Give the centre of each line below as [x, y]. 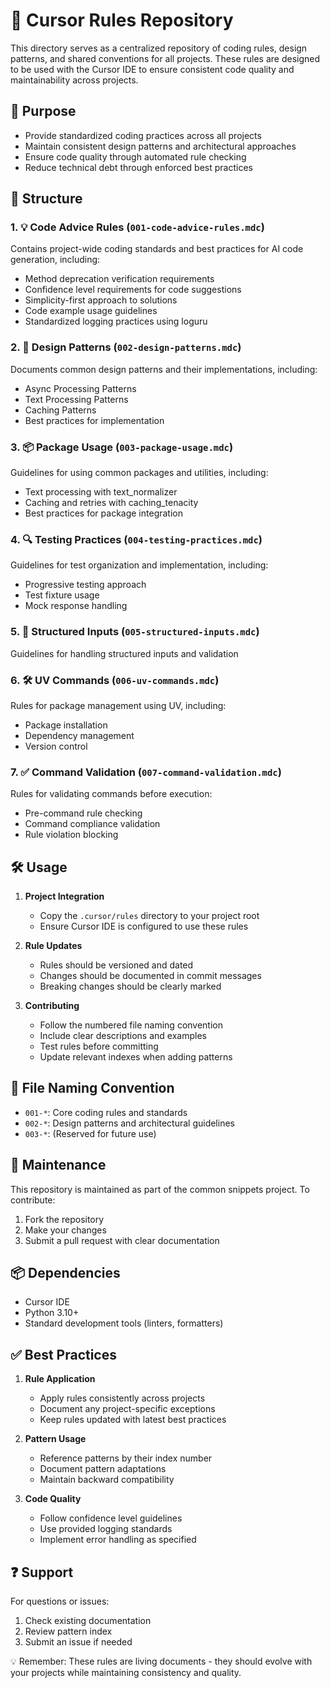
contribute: [33, 1200]
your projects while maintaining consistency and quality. [126, 1673]
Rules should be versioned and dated [116, 965]
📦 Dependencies [65, 1273]
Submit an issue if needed [78, 1642]
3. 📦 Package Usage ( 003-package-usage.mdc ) [122, 447]
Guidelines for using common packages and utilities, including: [139, 473]
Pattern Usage [55, 1439]
